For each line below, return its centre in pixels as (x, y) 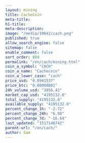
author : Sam (18, 132)
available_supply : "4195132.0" (38, 104)
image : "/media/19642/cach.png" (39, 33)
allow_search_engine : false (35, 43)
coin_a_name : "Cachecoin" (32, 71)
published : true (22, 39)
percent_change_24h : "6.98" (35, 114)
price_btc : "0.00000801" (31, 85)
